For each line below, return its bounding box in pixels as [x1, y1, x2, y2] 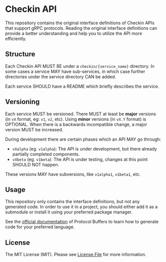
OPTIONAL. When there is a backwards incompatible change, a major [5, 121, 147, 127]
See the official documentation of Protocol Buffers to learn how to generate [5, 219, 159, 225]
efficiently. [5, 36, 27, 42]
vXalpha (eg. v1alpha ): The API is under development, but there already [12, 146, 157, 152]
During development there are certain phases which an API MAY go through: [5, 136, 162, 142]
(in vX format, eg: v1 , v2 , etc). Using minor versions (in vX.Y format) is [5, 116, 146, 122]
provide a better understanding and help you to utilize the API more [5, 30, 142, 36]
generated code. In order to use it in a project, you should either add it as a [5, 204, 158, 210]
